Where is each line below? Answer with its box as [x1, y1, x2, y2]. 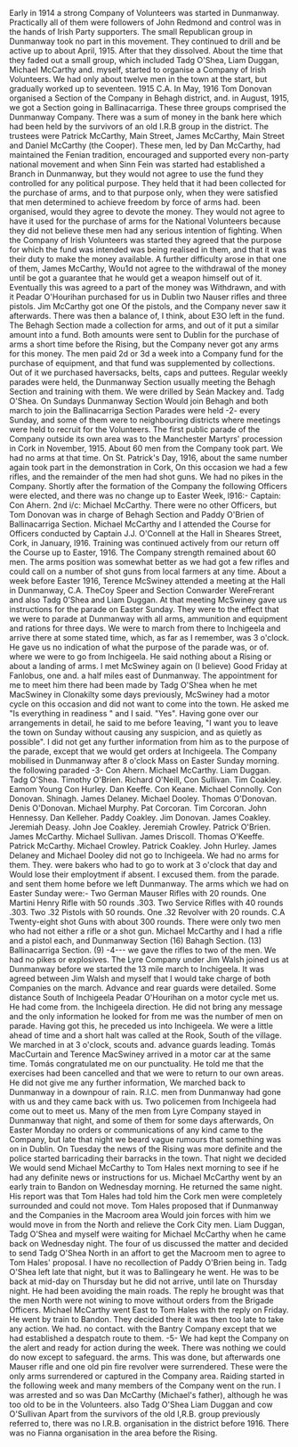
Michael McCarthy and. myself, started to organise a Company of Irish [9, 64, 267, 75]
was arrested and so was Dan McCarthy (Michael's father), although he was [9, 1390, 288, 1400]
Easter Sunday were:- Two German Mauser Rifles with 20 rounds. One [9, 888, 267, 898]
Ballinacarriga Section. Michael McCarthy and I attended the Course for [9, 519, 271, 529]
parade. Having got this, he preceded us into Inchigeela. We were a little [9, 1020, 274, 1031]
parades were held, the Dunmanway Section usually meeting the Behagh [9, 377, 276, 387]
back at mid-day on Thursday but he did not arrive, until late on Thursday [9, 1276, 278, 1287]
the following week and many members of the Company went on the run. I [9, 1380, 281, 1391]
